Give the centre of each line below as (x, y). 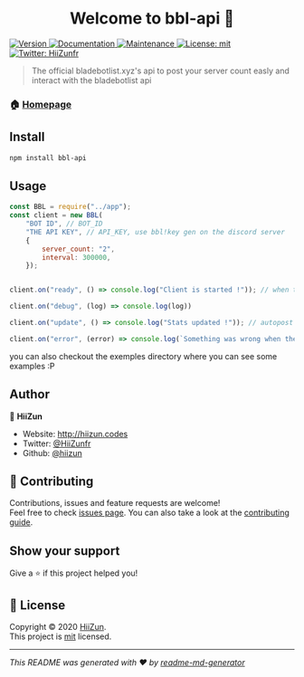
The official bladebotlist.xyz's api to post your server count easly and (160, 71)
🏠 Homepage (41, 104)
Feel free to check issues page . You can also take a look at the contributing (149, 513)
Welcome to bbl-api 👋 (152, 19)
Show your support (65, 551)
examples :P (33, 366)
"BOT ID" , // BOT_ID (64, 224)
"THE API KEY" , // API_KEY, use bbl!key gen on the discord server (155, 232)
